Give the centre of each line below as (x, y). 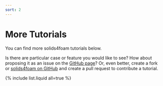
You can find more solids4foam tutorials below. (54, 48)
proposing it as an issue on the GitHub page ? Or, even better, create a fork (81, 63)
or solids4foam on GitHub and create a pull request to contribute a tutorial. (82, 68)
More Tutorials (36, 34)
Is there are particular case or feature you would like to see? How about (79, 58)
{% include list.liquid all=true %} (38, 78)
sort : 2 (13, 10)
